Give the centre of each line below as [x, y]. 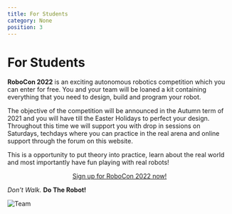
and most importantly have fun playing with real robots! [88, 162]
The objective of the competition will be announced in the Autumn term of [116, 111]
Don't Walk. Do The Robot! [47, 190]
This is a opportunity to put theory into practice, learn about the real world [116, 155]
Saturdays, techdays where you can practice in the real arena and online [114, 134]
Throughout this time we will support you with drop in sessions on [104, 126]
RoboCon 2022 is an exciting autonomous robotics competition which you [116, 82]
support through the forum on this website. [70, 141]
